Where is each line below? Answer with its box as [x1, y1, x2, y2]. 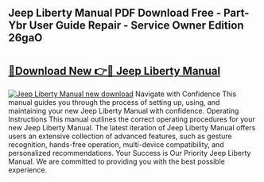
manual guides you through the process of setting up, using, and [8, 98, 220, 106]
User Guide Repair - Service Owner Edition [29, 19, 244, 33]
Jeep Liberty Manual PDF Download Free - [8, 6, 222, 20]
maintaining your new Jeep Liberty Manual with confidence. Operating [8, 106, 239, 115]
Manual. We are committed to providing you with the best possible [8, 157, 225, 166]
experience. [8, 165, 48, 174]
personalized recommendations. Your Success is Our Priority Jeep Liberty [8, 149, 251, 157]
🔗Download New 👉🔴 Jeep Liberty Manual [8, 64, 221, 78]
